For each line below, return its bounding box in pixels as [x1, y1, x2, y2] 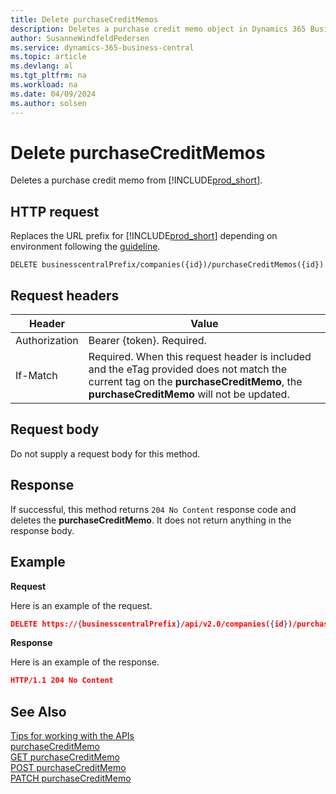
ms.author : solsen [10, 98, 87, 108]
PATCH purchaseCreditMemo [10, 772, 132, 785]
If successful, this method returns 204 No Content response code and [10, 503, 297, 515]
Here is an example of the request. [10, 599, 153, 611]
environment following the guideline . [10, 241, 161, 253]
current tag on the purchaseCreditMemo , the [88, 375, 303, 389]
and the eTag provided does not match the [88, 362, 287, 376]
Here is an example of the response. [10, 656, 160, 668]
